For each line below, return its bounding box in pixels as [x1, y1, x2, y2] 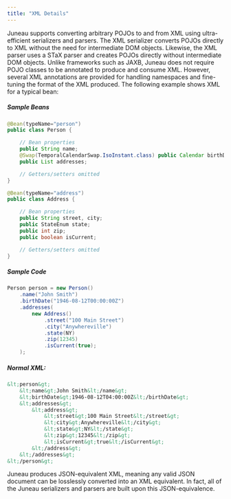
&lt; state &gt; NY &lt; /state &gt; [43, 425, 134, 433]
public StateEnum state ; [19, 221, 91, 228]
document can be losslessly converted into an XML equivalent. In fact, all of [7, 477, 222, 485]
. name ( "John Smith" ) [19, 291, 78, 298]
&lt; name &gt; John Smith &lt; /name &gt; [19, 387, 128, 394]
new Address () [32, 310, 72, 317]
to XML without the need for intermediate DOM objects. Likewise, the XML [7, 43, 218, 52]
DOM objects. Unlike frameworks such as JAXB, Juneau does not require [7, 58, 214, 66]
